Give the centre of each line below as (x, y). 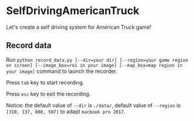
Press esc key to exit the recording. (48, 94)
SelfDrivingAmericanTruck (73, 11)
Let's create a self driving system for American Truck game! (79, 27)
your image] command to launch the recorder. (62, 71)
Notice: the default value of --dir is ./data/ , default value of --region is (93, 105)
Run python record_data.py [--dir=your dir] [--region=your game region (97, 59)
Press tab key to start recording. (45, 82)
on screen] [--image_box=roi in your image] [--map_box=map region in (94, 65)
